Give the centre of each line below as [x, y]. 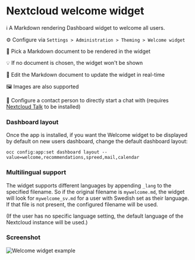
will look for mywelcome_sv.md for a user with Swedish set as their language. [97, 198]
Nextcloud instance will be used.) [47, 222]
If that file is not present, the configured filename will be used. [82, 204]
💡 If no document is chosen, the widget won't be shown [75, 62]
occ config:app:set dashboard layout [53, 152]
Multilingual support [36, 173]
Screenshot [23, 237]
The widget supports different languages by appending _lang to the [89, 185]
